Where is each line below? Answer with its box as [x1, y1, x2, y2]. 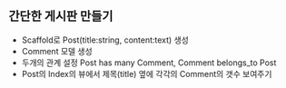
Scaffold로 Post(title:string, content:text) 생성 [21, 34, 190, 45]
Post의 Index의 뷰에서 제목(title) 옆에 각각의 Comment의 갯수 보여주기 [21, 68, 272, 79]
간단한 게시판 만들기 [8, 8, 113, 24]
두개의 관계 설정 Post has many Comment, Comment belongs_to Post [21, 57, 277, 68]
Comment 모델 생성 [21, 45, 93, 56]
